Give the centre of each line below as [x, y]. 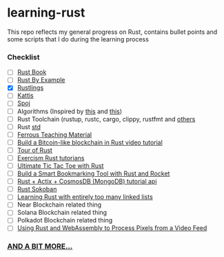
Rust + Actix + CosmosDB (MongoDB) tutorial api [87, 182]
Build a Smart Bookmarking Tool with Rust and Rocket [93, 173]
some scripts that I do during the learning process [78, 39]
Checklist [23, 57]
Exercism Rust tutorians [51, 158]
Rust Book [32, 72]
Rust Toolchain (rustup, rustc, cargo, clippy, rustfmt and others [106, 119]
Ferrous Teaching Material [54, 134]
